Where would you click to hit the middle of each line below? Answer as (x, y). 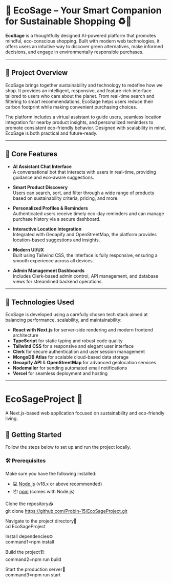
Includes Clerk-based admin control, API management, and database (85, 276)
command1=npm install (30, 542)
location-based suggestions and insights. (56, 240)
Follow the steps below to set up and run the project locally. (68, 447)
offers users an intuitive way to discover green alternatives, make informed (84, 46)
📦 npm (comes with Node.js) (44, 492)
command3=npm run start (33, 575)
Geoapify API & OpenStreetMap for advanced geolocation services (84, 363)
